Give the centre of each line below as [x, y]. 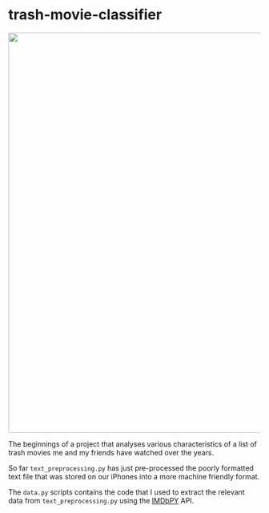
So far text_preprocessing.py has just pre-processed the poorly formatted [131, 468]
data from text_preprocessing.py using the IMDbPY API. [101, 500]
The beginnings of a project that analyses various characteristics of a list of [133, 444]
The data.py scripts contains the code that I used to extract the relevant [127, 492]
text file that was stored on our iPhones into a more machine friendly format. [134, 476]
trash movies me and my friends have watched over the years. [111, 452]
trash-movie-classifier [85, 15]
